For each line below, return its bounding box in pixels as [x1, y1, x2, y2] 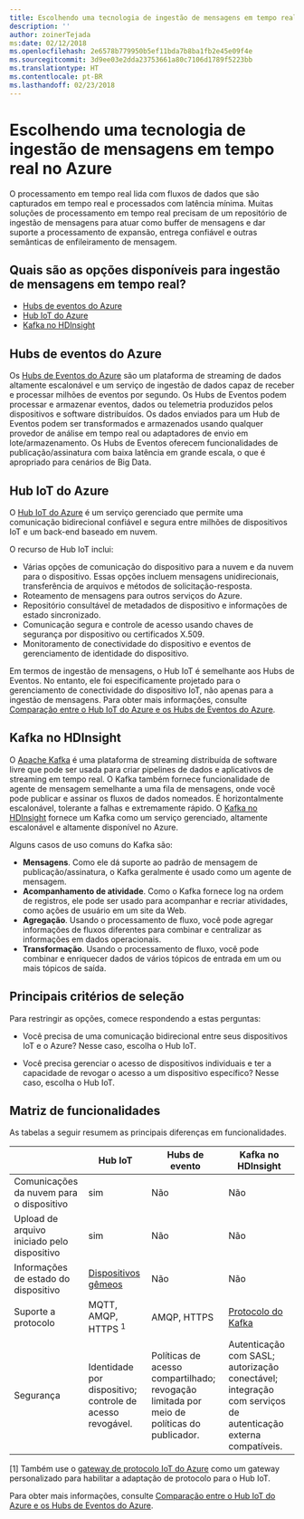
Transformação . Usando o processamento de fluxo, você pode [22, 943, 260, 954]
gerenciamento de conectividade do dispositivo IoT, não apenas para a [9, 685, 274, 696]
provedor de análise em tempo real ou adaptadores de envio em [9, 428, 249, 439]
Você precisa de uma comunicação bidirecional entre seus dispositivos [22, 1030, 288, 1042]
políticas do [151, 1417, 201, 1429]
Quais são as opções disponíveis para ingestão [9, 262, 280, 277]
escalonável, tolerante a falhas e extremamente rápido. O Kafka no [9, 803, 258, 813]
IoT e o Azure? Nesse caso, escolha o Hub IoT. [22, 1040, 197, 1051]
